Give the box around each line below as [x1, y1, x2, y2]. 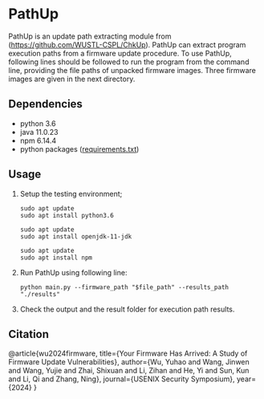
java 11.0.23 [19, 127, 59, 136]
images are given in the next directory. [8, 74, 136, 83]
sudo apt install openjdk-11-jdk [19, 232, 132, 241]
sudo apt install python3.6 [19, 211, 114, 219]
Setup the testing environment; [19, 189, 123, 198]
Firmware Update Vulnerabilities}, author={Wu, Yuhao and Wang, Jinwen [8, 357, 250, 367]
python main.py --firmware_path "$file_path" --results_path [19, 283, 229, 291]
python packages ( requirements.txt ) [19, 144, 140, 153]
